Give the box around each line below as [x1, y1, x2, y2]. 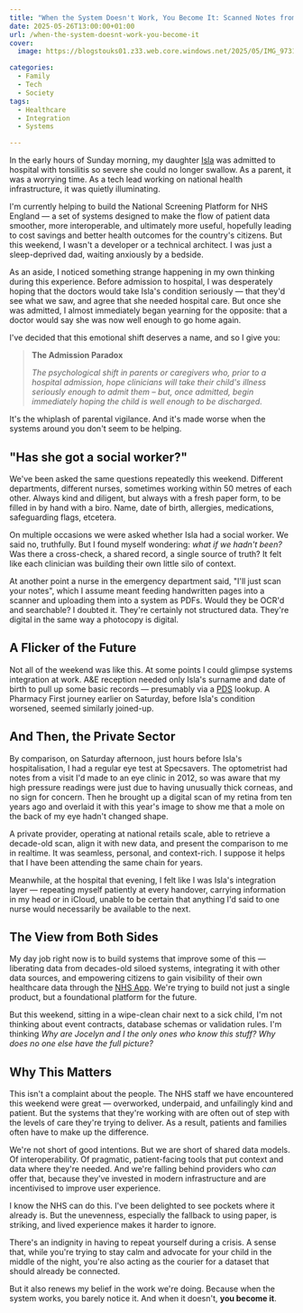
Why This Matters [9, 1064, 113, 1080]
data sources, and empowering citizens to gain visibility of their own [9, 973, 263, 984]
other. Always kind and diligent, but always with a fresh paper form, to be [9, 492, 281, 503]
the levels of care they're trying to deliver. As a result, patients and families [9, 1118, 287, 1129]
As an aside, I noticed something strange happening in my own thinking [9, 267, 275, 278]
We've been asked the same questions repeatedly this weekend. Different [9, 473, 284, 484]
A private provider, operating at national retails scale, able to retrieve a [9, 828, 271, 839]
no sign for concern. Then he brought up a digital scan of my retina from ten [9, 791, 293, 802]
